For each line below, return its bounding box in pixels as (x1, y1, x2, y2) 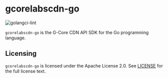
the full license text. (5, 68, 46, 74)
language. (5, 35, 26, 41)
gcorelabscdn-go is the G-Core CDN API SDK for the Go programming (5, 29, 149, 35)
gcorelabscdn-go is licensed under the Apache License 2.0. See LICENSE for (5, 62, 163, 68)
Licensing (5, 49, 37, 58)
